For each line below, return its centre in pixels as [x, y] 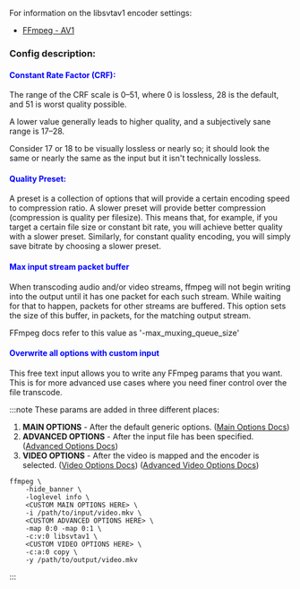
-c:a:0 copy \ [51, 552]
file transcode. [36, 392]
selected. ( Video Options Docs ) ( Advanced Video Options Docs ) [141, 464]
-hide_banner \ [54, 489]
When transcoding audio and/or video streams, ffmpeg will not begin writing [150, 287]
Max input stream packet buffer [69, 266]
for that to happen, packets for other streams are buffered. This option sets [148, 306]
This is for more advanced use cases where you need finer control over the [148, 382]
